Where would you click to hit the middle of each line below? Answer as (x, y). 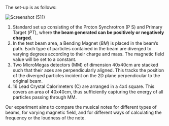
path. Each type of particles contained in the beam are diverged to (82, 49)
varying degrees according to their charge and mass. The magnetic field (88, 54)
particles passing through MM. (45, 97)
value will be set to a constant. (44, 59)
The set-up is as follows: (31, 7)
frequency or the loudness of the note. (46, 118)
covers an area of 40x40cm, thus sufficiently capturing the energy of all (88, 92)
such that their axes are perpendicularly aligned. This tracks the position (88, 70)
